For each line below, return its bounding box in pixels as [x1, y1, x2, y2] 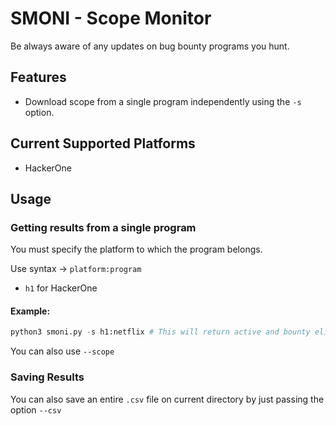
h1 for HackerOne [24, 282, 98, 294]
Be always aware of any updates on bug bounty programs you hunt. [10, 40, 290, 52]
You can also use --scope [10, 345, 115, 357]
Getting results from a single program [10, 220, 197, 234]
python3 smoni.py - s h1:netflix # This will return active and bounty [10, 327, 311, 337]
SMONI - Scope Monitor [10, 7, 212, 30]
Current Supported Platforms [10, 135, 196, 152]
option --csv [10, 403, 62, 416]
